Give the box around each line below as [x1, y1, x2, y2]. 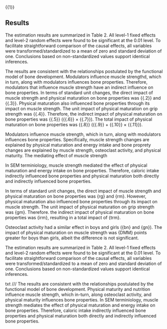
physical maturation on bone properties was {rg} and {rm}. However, [5, 193, 146, 199]
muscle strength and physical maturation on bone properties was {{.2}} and [5, 95, 161, 101]
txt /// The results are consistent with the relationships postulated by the [5, 280, 154, 287]
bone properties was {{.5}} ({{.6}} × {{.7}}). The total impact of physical [5, 116, 152, 122]
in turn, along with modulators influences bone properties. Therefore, [5, 79, 148, 85]
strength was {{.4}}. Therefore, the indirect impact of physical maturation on [5, 111, 162, 117]
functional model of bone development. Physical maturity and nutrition [5, 286, 150, 292]
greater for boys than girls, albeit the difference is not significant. [5, 235, 139, 241]
